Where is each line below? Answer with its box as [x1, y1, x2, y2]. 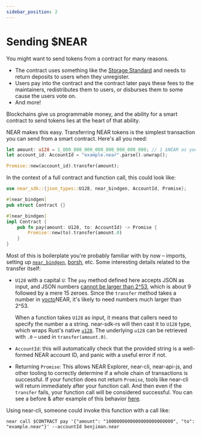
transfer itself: [6, 265, 41, 272]
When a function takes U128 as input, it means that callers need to [14, 314, 178, 321]
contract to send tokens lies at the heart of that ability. [6, 117, 140, 124]
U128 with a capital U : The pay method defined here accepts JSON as [14, 277, 185, 284]
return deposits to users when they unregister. [14, 73, 130, 80]
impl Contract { [6, 219, 47, 225]
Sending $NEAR [6, 34, 88, 48]
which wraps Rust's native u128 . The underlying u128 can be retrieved [14, 327, 188, 334]
